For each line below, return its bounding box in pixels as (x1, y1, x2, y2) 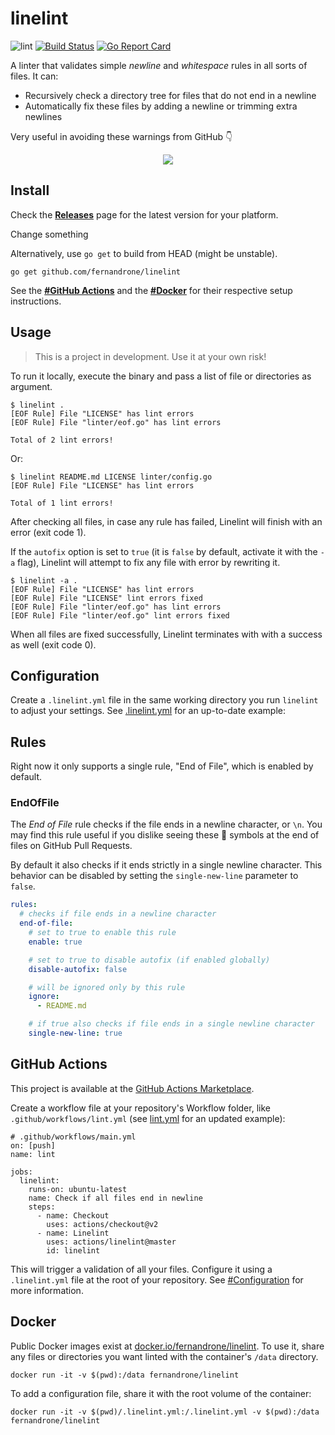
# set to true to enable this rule (28, 928, 177, 938)
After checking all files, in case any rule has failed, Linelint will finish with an (10, 515, 323, 527)
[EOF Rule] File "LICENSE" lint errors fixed (10, 593, 203, 603)
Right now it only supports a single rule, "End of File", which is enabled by (10, 760, 314, 772)
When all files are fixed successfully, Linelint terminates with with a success (10, 628, 323, 640)
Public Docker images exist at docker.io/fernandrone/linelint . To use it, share (10, 1340, 325, 1352)
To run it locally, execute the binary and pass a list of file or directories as (10, 370, 312, 382)
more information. (10, 1284, 84, 1296)
